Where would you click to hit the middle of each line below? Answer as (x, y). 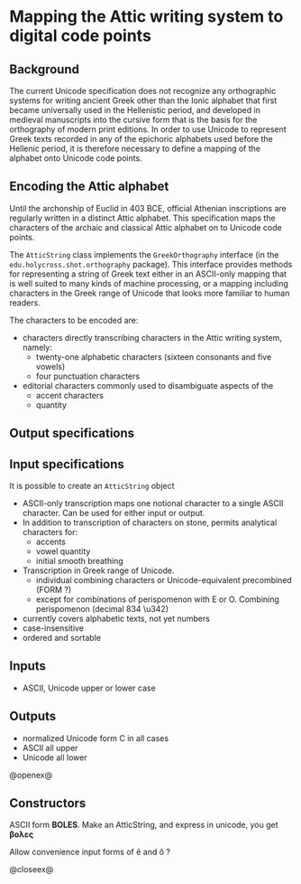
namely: (37, 347)
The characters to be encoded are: (74, 320)
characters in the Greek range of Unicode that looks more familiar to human (150, 293)
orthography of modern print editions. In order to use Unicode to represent (148, 129)
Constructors (48, 803)
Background (44, 69)
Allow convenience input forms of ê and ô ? (90, 852)
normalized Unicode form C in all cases (96, 738)
